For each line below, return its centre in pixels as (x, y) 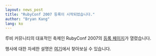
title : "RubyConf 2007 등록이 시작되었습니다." (50, 14)
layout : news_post (24, 10)
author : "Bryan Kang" (28, 19)
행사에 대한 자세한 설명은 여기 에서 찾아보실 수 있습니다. (58, 49)
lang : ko (14, 24)
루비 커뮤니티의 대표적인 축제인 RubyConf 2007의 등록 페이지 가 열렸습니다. (78, 38)
